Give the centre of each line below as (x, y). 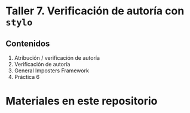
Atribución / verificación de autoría (57, 58)
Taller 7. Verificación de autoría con (95, 11)
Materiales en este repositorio (82, 101)
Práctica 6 (27, 77)
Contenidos (28, 43)
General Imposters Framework (51, 71)
